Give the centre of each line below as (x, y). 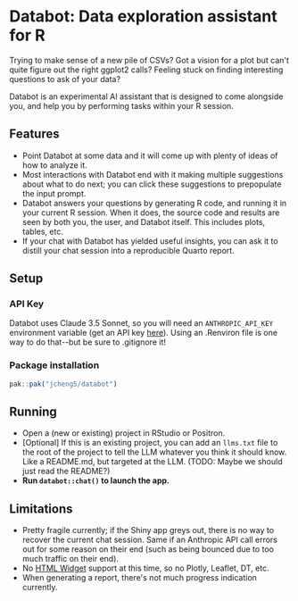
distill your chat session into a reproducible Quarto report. (128, 250)
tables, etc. (43, 231)
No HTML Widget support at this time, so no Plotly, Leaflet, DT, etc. (145, 568)
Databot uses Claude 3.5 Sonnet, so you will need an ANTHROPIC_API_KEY (141, 323)
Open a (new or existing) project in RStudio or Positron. (124, 433)
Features (34, 134)
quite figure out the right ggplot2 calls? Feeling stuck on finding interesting (146, 70)
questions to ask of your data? (65, 79)
